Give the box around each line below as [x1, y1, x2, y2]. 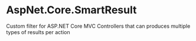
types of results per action [6, 28, 70, 35]
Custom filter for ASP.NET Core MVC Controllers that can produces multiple [6, 23, 191, 29]
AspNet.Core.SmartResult [6, 3, 137, 17]
